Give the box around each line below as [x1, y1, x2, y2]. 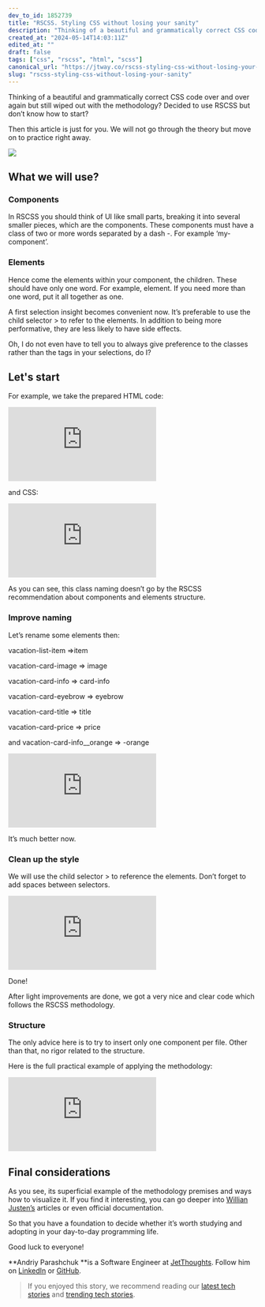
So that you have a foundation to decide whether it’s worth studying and [8, 1218, 243, 1228]
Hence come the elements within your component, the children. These [8, 274, 237, 285]
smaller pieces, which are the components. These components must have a [8, 221, 254, 230]
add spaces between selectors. [8, 880, 110, 890]
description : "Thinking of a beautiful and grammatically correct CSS [8, 26, 245, 34]
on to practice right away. [8, 132, 91, 142]
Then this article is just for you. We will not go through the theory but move [8, 124, 252, 134]
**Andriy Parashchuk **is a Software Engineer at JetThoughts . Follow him [8, 1258, 251, 1267]
